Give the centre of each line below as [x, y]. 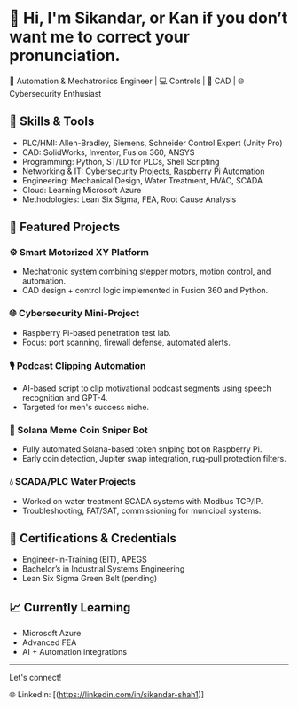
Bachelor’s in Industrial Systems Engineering [103, 569]
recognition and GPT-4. [65, 398]
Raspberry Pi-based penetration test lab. [96, 332]
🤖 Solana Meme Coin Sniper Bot [78, 430]
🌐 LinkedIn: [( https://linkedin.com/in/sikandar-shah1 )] [107, 695]
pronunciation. [65, 56]
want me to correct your [100, 37]
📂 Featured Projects [65, 227]
